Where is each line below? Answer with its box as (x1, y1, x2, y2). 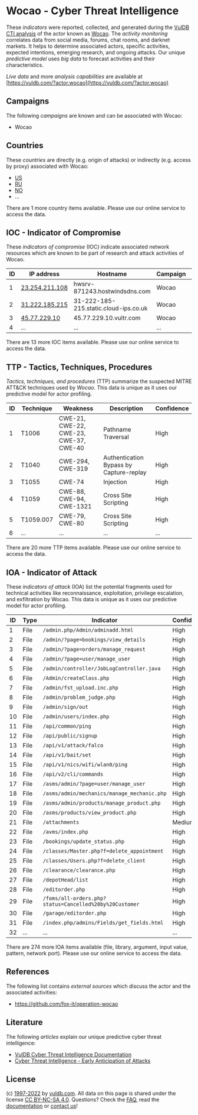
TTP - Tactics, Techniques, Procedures (6, 362, 153, 372)
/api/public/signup (42, 732, 98, 739)
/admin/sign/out (42, 704, 88, 710)
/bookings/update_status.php (42, 838, 125, 845)
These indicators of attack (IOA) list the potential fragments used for (6, 584, 173, 590)
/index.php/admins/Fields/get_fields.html (42, 919, 164, 926)
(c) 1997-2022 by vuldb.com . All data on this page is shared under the (6, 1090, 176, 1097)
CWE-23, (58, 429, 86, 437)
